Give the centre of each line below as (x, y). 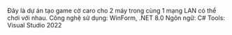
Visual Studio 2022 (35, 25)
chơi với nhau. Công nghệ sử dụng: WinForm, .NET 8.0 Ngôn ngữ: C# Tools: (116, 18)
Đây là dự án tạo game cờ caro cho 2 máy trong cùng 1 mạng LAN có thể (112, 11)
